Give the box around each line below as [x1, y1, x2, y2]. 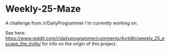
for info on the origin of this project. [42, 40, 117, 46]
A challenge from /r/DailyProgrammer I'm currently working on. [5, 20, 138, 26]
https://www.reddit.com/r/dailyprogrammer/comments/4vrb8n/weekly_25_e [5, 35, 165, 41]
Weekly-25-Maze [5, 3, 81, 15]
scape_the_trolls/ [5, 40, 41, 46]
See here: [5, 30, 26, 36]
